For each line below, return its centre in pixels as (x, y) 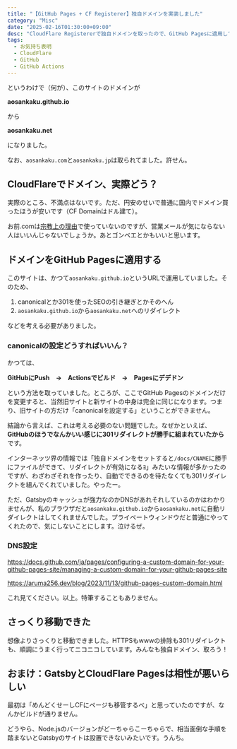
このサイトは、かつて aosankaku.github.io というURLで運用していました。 (114, 278)
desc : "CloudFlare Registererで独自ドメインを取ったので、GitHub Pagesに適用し (117, 34)
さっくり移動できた (49, 622)
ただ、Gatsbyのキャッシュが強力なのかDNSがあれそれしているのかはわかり (116, 500)
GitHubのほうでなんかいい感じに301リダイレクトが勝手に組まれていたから (116, 434)
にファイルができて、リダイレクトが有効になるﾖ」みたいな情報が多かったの (117, 466)
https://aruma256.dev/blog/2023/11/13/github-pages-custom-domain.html (115, 583)
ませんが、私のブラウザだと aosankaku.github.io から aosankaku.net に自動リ (116, 508)
